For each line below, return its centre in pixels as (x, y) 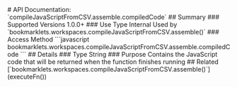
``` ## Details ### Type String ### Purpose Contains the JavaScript (119, 54)
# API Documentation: (39, 9)
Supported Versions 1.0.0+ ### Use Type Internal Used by (92, 25)
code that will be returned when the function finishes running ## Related (113, 62)
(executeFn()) (27, 76)
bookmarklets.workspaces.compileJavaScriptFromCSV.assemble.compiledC (119, 47)
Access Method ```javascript (48, 39)
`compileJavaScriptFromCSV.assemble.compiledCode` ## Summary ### (114, 17)
